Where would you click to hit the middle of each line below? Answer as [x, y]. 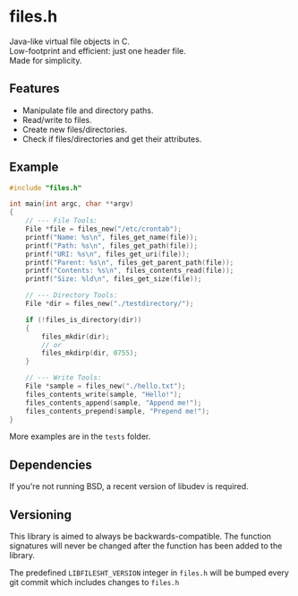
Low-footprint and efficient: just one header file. [98, 50]
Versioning [40, 515]
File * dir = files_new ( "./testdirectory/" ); [110, 304]
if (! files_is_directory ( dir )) [84, 320]
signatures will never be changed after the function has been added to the [146, 546]
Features [34, 88]
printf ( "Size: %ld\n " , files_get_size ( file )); [114, 279]
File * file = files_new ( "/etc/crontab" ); [103, 229]
